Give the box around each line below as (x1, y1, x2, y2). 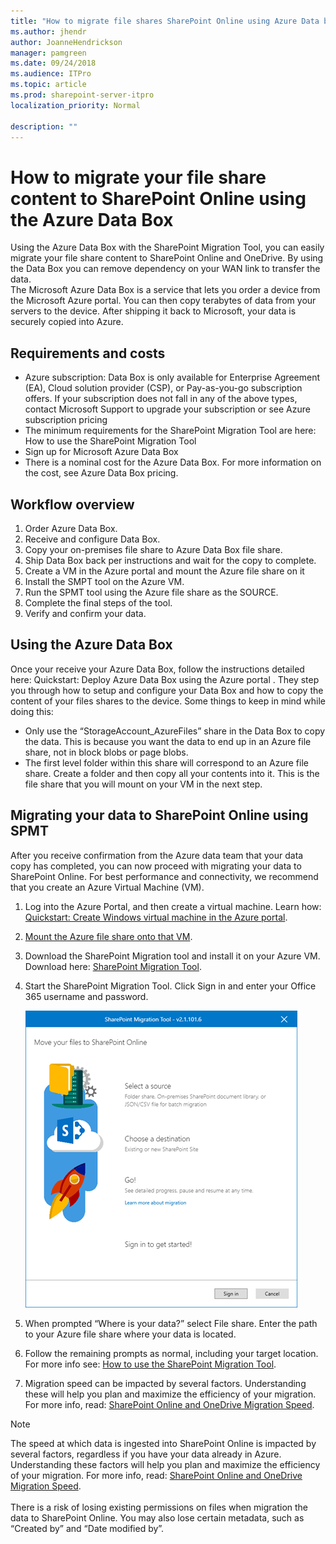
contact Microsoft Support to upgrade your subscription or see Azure (24, 403, 311, 415)
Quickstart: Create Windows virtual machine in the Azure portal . (24, 911, 288, 923)
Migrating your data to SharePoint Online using (10, 807, 309, 824)
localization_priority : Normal (10, 100, 141, 110)
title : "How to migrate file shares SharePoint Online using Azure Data (10, 16, 320, 26)
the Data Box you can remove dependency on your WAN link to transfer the (10, 263, 321, 275)
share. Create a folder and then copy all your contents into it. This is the (24, 767, 320, 779)
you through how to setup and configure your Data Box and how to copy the (10, 684, 324, 696)
